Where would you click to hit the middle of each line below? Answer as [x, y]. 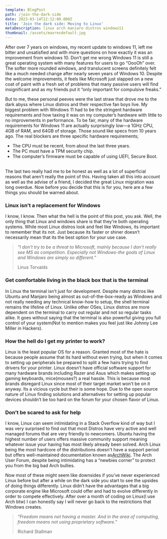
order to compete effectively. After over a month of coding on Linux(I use [80, 497]
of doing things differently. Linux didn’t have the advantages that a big [77, 486]
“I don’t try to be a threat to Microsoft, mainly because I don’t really [87, 247]
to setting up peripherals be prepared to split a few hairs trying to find [77, 362]
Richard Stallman [35, 532]
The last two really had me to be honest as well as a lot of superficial [76, 171]
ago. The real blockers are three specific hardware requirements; [72, 136]
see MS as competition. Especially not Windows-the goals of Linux [86, 253]
